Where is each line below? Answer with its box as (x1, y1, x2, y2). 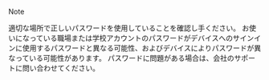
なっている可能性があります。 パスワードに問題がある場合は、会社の (8, 54, 234, 62)
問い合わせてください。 (22, 63, 100, 73)
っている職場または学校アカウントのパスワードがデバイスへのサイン (29, 34, 255, 42)
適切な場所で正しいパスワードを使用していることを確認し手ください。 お (8, 23, 250, 33)
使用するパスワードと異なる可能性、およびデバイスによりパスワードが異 (22, 43, 262, 53)
